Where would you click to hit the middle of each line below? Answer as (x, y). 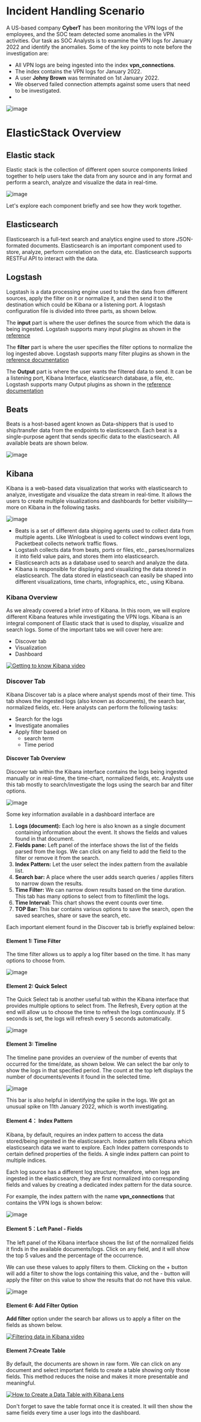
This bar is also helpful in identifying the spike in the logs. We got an (91, 1100)
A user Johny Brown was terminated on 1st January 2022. (87, 78)
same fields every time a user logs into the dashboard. (73, 1413)
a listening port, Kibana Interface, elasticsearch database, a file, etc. (90, 378)
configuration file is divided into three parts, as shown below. (82, 311)
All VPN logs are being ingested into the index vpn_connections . (95, 65)
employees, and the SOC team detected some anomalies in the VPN (90, 34)
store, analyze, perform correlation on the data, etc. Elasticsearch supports (99, 252)
